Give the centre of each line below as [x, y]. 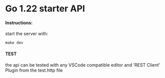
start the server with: [27, 34]
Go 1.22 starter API [45, 9]
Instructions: [19, 22]
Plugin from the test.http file [34, 70]
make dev [14, 43]
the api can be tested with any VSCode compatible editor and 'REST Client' [83, 65]
